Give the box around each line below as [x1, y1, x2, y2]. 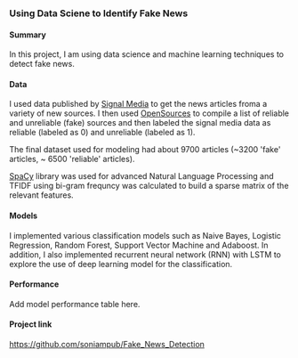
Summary [9, 29, 46, 40]
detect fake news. [9, 59, 76, 69]
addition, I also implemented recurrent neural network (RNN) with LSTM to [9, 248, 282, 260]
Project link [9, 319, 52, 330]
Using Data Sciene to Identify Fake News [9, 7, 189, 20]
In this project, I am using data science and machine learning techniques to [9, 49, 285, 60]
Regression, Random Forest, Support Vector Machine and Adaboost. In [9, 240, 269, 250]
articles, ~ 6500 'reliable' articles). [9, 154, 135, 165]
